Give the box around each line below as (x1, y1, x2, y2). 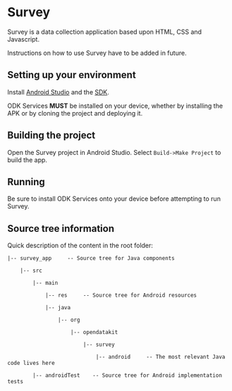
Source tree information (7, 223, 115, 235)
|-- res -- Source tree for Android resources (44, 292, 197, 299)
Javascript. (7, 35, 40, 43)
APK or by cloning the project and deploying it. (7, 108, 143, 117)
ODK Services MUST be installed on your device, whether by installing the (7, 101, 224, 110)
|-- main (32, 280, 59, 287)
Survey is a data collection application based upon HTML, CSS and (7, 27, 202, 36)
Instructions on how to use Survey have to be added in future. (7, 49, 187, 57)
